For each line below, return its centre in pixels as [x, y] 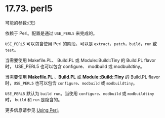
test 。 [12, 50]
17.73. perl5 [29, 9]
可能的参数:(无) [21, 23]
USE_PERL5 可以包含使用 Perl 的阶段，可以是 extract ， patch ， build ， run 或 [81, 44]
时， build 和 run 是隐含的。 [34, 99]
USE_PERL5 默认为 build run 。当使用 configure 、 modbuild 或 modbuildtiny [80, 93]
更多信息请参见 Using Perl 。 [34, 110]
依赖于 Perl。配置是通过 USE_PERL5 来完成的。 [51, 33]
